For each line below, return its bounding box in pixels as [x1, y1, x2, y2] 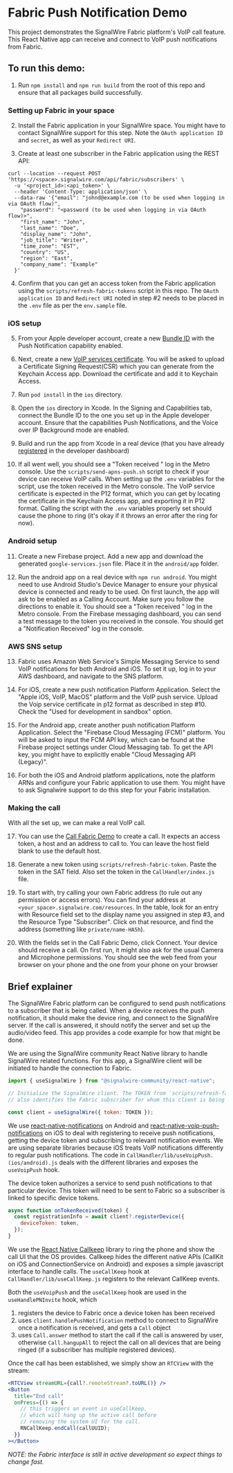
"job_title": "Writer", [20, 237, 89, 244]
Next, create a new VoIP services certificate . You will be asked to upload [17, 355, 225, 363]
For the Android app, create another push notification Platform [17, 721, 196, 729]
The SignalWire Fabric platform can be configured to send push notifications [8, 999, 226, 1008]
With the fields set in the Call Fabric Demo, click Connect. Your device [17, 939, 218, 947]
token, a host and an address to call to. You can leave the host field [17, 840, 209, 848]
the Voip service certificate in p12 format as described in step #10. [17, 700, 207, 708]
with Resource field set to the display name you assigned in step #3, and [17, 910, 225, 919]
